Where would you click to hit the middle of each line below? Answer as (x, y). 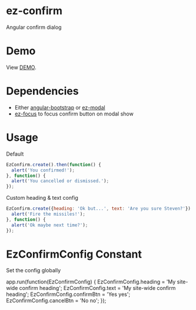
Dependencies (42, 91)
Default (15, 154)
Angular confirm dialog (34, 27)
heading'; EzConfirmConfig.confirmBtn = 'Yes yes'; (68, 294)
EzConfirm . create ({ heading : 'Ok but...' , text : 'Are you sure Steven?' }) (99, 209)
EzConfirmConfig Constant (74, 254)
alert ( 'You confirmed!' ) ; (43, 170)
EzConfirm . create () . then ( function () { (54, 164)
